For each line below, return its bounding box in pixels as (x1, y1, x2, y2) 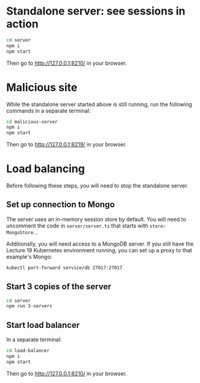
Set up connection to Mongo (6, 200, 115, 210)
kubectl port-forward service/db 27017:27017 (6, 264, 122, 270)
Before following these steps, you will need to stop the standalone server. (6, 182, 189, 189)
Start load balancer (6, 319, 80, 330)
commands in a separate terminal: (6, 107, 91, 114)
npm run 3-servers (6, 303, 52, 309)
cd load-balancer (6, 348, 50, 354)
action (6, 17, 39, 31)
